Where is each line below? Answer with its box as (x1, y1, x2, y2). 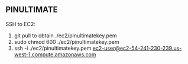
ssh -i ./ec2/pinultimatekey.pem (14, 44, 92, 52)
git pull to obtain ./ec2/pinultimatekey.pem (14, 32, 117, 39)
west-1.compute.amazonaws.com (14, 50, 96, 58)
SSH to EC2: (5, 20, 36, 27)
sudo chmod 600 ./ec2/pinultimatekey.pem (14, 38, 119, 45)
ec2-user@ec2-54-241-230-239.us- (92, 44, 182, 52)
